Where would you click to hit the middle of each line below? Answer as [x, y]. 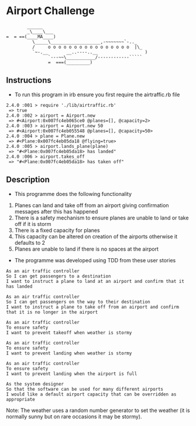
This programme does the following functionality [73, 194]
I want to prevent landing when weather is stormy [69, 353]
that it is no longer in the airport [52, 312]
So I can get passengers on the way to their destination [78, 302]
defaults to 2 [30, 242]
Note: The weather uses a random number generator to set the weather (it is [98, 410]
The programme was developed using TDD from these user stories [95, 260]
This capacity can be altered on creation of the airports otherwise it [96, 236]
